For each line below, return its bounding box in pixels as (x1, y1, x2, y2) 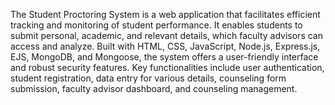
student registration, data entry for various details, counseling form (10, 72, 287, 84)
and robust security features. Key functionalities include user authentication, (10, 62, 325, 73)
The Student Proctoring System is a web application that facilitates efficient (10, 9, 321, 20)
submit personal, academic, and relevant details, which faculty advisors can (10, 30, 323, 41)
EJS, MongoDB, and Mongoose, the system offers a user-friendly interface (10, 51, 319, 63)
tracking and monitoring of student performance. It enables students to (10, 19, 303, 31)
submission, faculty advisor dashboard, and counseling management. (10, 83, 298, 94)
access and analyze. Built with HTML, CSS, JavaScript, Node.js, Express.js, (10, 40, 321, 52)
